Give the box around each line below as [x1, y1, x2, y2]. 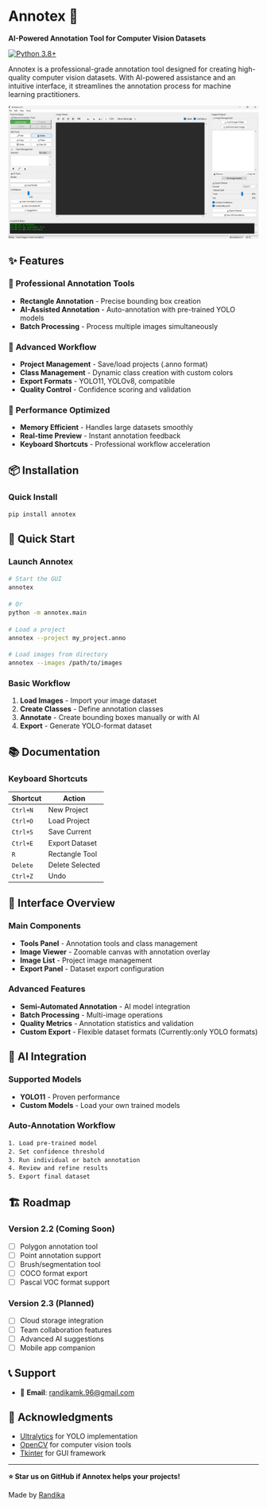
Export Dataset [48, 838, 97, 847]
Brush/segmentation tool [19, 1259, 101, 1269]
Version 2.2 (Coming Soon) [8, 1223, 115, 1234]
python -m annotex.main [8, 608, 87, 617]
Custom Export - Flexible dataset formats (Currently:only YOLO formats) [19, 1027, 258, 1036]
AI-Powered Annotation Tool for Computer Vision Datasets [8, 33, 207, 43]
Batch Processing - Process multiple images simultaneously [19, 321, 219, 331]
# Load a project [8, 626, 66, 633]
